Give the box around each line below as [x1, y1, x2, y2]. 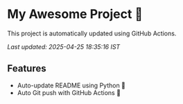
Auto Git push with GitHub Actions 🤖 [17, 88, 121, 96]
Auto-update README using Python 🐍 [17, 81, 126, 89]
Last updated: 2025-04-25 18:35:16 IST [7, 42, 121, 51]
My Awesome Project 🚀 [7, 6, 143, 22]
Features [7, 62, 46, 75]
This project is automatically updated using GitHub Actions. [7, 29, 177, 37]
